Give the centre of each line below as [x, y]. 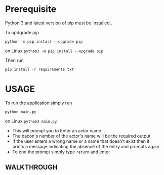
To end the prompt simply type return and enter [61, 152]
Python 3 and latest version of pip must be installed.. [59, 23]
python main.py [21, 112]
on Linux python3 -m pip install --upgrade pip [54, 51]
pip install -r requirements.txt [40, 69]
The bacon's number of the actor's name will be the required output [81, 136]
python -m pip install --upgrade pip [44, 41]
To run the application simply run [39, 103]
